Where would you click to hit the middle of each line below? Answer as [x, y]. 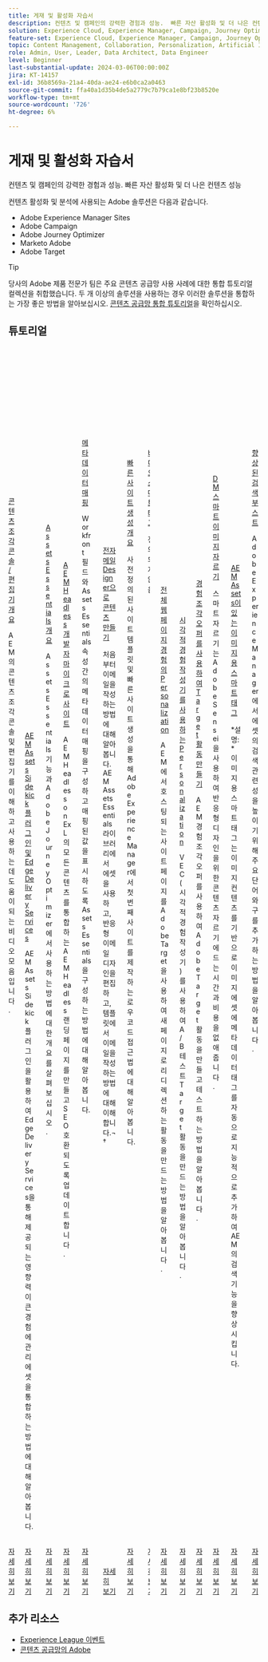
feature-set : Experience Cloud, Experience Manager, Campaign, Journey [130, 38]
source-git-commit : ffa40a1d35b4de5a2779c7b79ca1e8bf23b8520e [114, 90]
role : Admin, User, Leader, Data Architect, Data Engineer [108, 53]
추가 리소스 [34, 1618]
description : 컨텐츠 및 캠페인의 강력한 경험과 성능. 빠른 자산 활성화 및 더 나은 [128, 23]
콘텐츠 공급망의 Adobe [55, 1649]
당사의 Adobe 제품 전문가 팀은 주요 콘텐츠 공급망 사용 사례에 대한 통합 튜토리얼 [130, 283]
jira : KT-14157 [33, 75]
